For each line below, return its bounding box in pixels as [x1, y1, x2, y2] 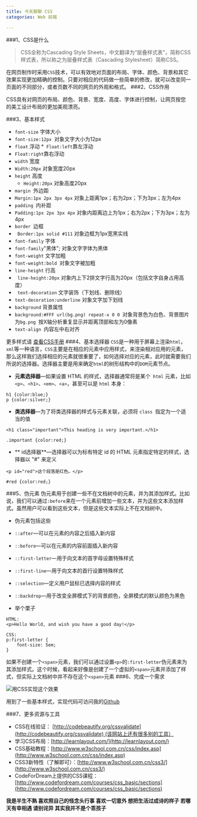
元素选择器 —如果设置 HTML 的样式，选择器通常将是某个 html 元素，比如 [14, 372, 191, 379]
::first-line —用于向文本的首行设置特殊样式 [14, 567, 124, 574]
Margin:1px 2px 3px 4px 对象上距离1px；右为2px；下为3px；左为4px [14, 194, 181, 201]
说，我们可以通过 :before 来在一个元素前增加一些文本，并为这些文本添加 [6, 497, 179, 504]
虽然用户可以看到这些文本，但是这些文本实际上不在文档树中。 [16, 504, 165, 512]
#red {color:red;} [6, 479, 51, 485]
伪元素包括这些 [14, 517, 51, 524]
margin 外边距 [14, 186, 49, 194]
